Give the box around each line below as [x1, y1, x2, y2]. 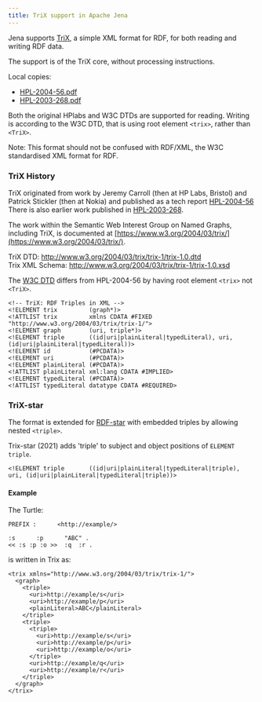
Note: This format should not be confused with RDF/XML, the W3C [8, 142, 224, 152]
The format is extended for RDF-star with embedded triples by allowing [8, 418, 238, 427]
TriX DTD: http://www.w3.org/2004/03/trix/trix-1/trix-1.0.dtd [8, 252, 202, 261]
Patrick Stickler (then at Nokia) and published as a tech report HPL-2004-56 [8, 196, 254, 206]
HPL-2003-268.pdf [19, 95, 82, 104]
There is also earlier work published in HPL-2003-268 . [8, 205, 184, 214]
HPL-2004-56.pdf [19, 87, 78, 97]
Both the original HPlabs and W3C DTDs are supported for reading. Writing [8, 111, 249, 120]
